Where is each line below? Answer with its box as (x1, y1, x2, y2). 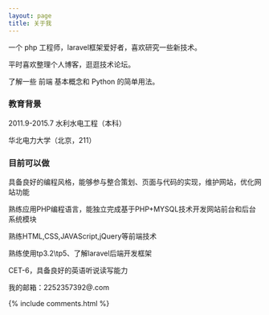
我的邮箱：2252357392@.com (8, 283, 110, 292)
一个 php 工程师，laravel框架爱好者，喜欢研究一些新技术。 (8, 42, 202, 52)
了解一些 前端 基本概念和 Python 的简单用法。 (8, 76, 160, 86)
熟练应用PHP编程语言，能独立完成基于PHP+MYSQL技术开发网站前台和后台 (8, 204, 256, 214)
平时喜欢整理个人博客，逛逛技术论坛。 (8, 59, 135, 69)
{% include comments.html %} (8, 299, 110, 309)
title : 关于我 (8, 19, 52, 27)
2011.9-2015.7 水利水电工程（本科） (8, 118, 127, 128)
